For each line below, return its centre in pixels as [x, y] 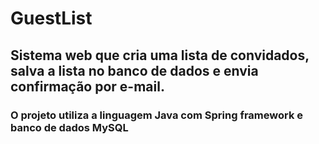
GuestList [51, 18]
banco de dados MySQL [69, 127]
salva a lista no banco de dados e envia [134, 70]
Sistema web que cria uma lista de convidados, [160, 55]
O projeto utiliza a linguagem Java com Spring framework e [157, 115]
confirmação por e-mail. [87, 86]
